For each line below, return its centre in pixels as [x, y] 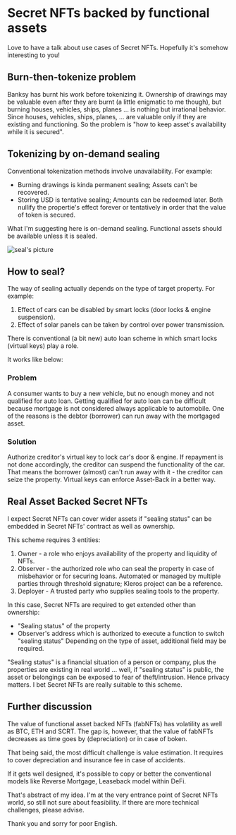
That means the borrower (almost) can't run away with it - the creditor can [115, 471]
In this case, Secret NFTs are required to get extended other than [101, 604]
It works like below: [35, 360]
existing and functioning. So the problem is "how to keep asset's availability [117, 124]
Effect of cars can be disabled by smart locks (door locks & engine [114, 310]
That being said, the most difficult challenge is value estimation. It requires [115, 752]
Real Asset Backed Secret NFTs [77, 501]
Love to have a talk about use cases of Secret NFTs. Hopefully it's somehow [118, 47]
